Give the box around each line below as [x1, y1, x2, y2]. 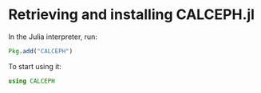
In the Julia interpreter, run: [8, 32, 98, 41]
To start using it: [8, 61, 62, 71]
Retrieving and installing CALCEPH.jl [8, 6, 255, 24]
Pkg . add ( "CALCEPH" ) [8, 47, 73, 55]
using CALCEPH [8, 77, 56, 85]
